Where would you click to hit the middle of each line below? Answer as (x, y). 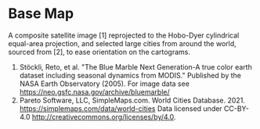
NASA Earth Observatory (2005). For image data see (105, 84)
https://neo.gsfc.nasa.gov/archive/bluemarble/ (94, 91)
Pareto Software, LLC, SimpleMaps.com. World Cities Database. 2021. (132, 100)
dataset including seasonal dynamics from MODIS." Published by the (130, 75)
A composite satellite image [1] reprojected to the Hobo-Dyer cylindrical (124, 35)
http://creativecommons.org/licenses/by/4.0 (103, 116)
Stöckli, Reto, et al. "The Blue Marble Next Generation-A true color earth (135, 66)
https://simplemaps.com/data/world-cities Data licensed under (121, 108)
